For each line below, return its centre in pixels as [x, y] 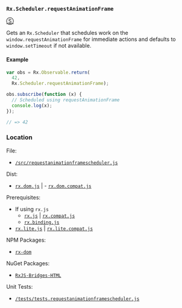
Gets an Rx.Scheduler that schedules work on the [67, 33]
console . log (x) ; [32, 105]
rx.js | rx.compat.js [49, 215]
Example [17, 59]
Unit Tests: [20, 286]
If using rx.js [32, 209]
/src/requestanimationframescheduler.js [66, 163]
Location [20, 137]
